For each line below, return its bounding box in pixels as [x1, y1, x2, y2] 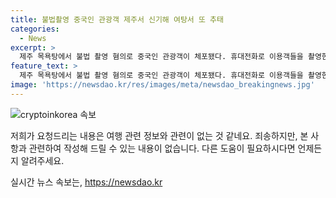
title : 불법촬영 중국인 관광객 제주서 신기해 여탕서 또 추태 [10, 14, 224, 25]
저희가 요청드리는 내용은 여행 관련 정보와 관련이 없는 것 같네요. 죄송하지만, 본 [10, 129, 309, 141]
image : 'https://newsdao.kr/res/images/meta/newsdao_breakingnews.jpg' [10, 80, 315, 90]
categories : [10, 24, 60, 34]
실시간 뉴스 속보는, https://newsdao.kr [10, 176, 163, 188]
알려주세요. [20, 154, 65, 166]
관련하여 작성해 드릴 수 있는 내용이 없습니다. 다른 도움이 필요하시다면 [28, 142, 296, 154]
